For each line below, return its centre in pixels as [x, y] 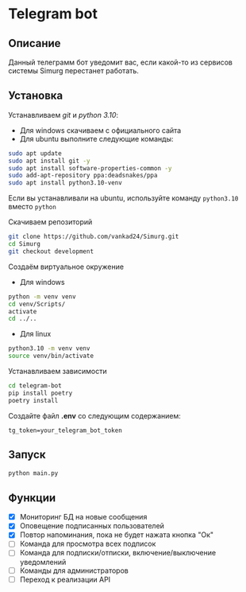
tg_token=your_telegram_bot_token [65, 430]
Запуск [27, 455]
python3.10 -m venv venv [49, 349]
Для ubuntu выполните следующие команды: [96, 138]
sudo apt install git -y [49, 161]
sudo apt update [35, 153]
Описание [35, 43]
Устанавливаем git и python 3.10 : [63, 115]
